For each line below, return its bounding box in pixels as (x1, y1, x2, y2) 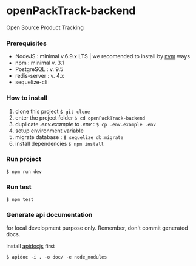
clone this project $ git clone (15, 107, 90, 115)
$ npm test (6, 197, 34, 203)
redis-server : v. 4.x (15, 72, 65, 80)
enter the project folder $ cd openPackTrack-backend (15, 114, 146, 121)
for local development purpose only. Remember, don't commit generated (6, 224, 188, 231)
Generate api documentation (6, 211, 93, 219)
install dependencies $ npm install (15, 140, 104, 147)
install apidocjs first (6, 242, 55, 250)
